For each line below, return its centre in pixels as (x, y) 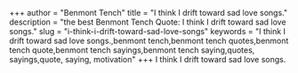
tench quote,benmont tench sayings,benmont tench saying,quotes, (132, 50)
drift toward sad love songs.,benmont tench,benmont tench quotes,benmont (149, 40)
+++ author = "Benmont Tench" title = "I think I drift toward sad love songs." (148, 13)
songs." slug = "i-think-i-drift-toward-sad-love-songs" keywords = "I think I (148, 31)
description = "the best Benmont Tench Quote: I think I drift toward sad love (148, 22)
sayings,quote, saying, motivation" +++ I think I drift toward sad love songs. (148, 59)
